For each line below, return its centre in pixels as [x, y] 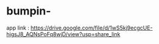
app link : [18, 28]
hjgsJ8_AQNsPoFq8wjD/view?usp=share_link [63, 34]
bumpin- [29, 11]
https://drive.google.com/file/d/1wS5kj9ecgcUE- [91, 28]
